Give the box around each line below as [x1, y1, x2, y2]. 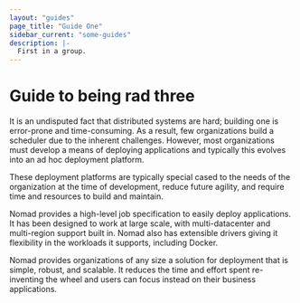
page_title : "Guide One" [9, 22, 103, 31]
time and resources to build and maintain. [9, 191, 164, 202]
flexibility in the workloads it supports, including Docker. [9, 237, 219, 249]
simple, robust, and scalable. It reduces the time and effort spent [9, 264, 250, 276]
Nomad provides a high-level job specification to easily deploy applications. [9, 209, 292, 220]
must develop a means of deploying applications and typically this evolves [9, 145, 286, 156]
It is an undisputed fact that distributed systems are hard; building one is [9, 116, 279, 127]
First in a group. [17, 47, 88, 56]
